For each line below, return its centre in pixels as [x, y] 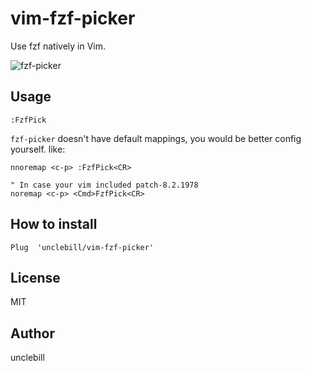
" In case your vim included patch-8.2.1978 [104, 185]
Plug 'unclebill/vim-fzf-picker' [82, 247]
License [35, 277]
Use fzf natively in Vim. [58, 46]
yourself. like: [38, 149]
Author [32, 333]
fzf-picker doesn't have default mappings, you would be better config [156, 138]
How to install [54, 224]
